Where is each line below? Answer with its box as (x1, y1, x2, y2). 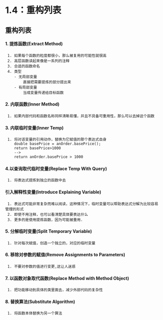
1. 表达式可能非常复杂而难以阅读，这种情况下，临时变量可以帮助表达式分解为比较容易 (7, 201, 159, 206)
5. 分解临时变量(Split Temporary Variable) (5, 228, 92, 234)
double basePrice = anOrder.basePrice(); (14, 142, 101, 147)
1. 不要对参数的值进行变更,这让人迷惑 (7, 264, 76, 269)
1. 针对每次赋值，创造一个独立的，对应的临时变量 (7, 240, 96, 246)
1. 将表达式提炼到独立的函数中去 (7, 178, 66, 183)
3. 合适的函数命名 (7, 63, 40, 69)
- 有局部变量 (14, 85, 37, 90)
